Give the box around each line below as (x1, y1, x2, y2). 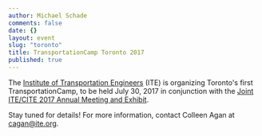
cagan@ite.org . (8, 119, 59, 128)
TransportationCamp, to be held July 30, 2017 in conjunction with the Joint (8, 86, 254, 95)
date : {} (8, 26, 38, 34)
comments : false (8, 19, 62, 27)
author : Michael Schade (8, 11, 88, 20)
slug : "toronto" (8, 41, 62, 49)
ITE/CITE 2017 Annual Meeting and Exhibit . (8, 95, 149, 104)
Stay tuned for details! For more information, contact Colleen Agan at (8, 110, 236, 119)
